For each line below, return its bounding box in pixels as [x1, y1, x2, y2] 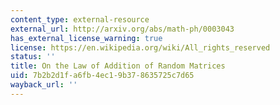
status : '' [10, 52, 56, 62]
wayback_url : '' [10, 80, 78, 90]
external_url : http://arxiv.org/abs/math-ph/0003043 [10, 24, 235, 34]
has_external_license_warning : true [10, 33, 163, 43]
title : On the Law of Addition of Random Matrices [10, 61, 226, 71]
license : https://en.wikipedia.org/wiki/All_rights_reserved [10, 42, 271, 53]
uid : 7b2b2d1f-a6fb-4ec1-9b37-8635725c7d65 [10, 71, 195, 81]
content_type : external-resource [10, 14, 150, 25]
